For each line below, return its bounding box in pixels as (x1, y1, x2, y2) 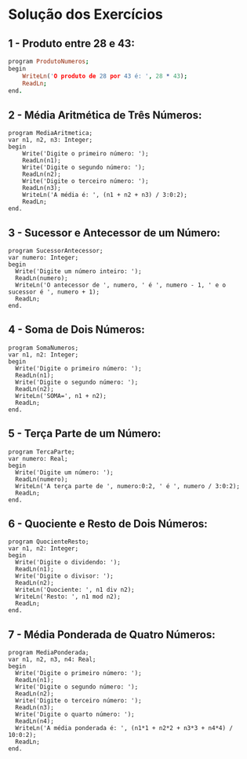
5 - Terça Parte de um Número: (8, 427, 162, 440)
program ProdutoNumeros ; (8, 57, 89, 65)
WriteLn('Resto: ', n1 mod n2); (15, 593, 122, 601)
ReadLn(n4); (15, 717, 55, 725)
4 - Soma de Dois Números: (8, 323, 145, 337)
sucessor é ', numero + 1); (8, 288, 100, 296)
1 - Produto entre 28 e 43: (8, 37, 135, 50)
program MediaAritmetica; (8, 130, 93, 137)
